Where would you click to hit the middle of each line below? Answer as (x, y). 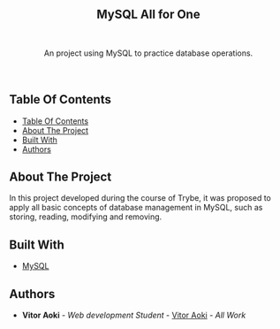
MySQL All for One (148, 15)
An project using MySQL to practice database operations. (148, 53)
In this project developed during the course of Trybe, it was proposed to (140, 198)
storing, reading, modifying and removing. (86, 217)
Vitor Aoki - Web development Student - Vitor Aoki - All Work (134, 315)
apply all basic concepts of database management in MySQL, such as (136, 208)
